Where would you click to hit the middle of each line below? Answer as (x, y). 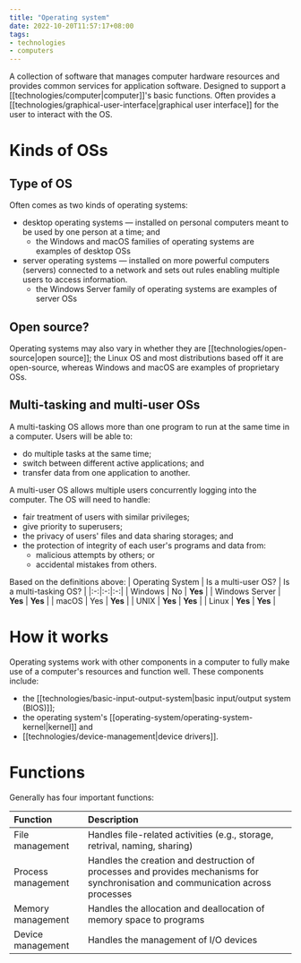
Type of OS (41, 183)
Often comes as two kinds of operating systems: (99, 205)
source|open (33, 357)
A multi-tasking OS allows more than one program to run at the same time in (150, 426)
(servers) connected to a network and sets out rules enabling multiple (151, 271)
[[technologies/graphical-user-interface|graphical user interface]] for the (144, 105)
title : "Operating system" (60, 17)
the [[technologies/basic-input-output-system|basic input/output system (156, 698)
